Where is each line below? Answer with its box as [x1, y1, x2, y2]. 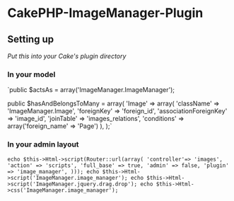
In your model [7, 69, 56, 79]
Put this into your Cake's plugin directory [7, 52, 127, 60]
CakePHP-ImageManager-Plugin [7, 5, 204, 21]
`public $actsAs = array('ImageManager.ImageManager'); [7, 86, 175, 94]
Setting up [7, 33, 54, 45]
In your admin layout [7, 139, 79, 149]
